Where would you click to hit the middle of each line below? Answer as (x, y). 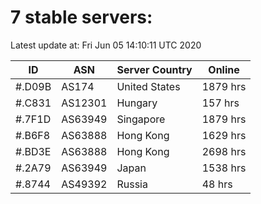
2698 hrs (224, 151)
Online (224, 69)
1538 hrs (224, 168)
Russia (132, 184)
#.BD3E (33, 151)
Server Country (154, 69)
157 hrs (220, 103)
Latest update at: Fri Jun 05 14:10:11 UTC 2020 (106, 45)
